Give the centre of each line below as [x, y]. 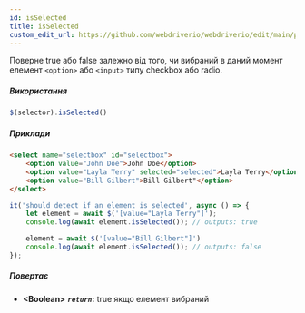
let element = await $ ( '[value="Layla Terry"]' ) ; [122, 214]
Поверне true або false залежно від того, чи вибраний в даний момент [146, 61]
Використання [39, 91]
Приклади [30, 133]
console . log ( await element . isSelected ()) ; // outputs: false [143, 247]
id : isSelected [38, 18]
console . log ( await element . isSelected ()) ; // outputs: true [142, 222]
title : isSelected [44, 26]
